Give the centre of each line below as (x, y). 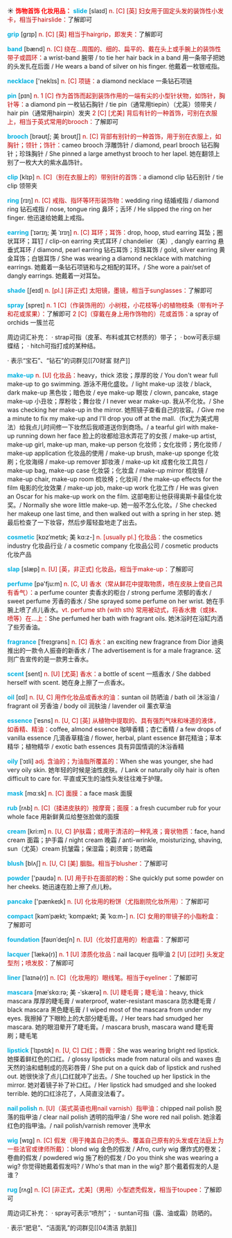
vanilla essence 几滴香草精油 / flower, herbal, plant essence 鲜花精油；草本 (114, 738)
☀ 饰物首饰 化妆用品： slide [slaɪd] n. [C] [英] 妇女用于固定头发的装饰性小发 (115, 11)
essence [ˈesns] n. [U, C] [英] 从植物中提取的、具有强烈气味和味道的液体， (114, 720)
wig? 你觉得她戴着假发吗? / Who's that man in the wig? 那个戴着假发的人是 (113, 1166)
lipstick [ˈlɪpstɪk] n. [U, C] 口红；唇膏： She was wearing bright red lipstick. (113, 1050)
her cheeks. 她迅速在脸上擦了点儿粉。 (61, 887)
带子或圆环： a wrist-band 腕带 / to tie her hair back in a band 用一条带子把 (113, 57)
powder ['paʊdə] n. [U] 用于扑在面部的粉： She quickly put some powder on (115, 878)
